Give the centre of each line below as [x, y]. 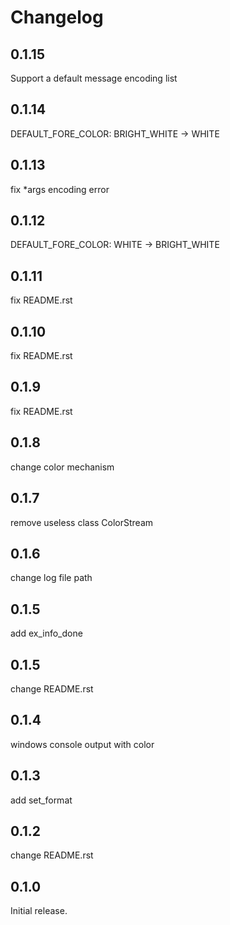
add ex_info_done [46, 633]
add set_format [41, 800]
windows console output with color [82, 744]
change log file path [51, 578]
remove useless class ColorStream [82, 522]
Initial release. [39, 911]
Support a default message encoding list [94, 78]
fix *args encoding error [60, 189]
